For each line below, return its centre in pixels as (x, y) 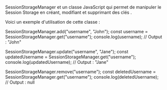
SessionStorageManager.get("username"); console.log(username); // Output (84, 37)
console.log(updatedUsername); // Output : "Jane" (57, 62)
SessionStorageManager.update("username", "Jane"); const (67, 52)
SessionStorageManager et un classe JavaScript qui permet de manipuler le (83, 7)
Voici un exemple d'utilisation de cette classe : (53, 22)
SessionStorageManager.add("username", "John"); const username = (77, 31)
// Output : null (20, 82)
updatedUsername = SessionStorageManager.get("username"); (71, 57)
